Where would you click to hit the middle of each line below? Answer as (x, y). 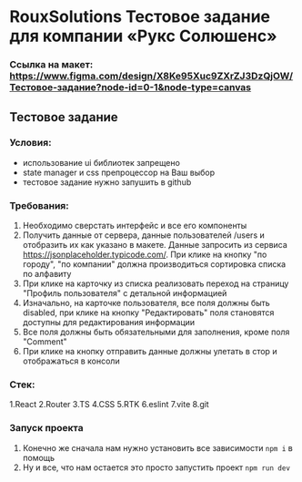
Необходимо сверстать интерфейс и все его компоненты (135, 226)
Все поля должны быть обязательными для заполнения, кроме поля (156, 332)
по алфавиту (47, 274)
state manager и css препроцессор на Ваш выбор (119, 172)
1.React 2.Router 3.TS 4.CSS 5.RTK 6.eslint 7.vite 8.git (109, 405)
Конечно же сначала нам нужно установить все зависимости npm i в (157, 447)
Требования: (40, 205)
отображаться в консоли (71, 361)
